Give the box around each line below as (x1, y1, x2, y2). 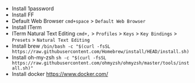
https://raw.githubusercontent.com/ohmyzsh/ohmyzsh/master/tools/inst (11, 60, 190, 66)
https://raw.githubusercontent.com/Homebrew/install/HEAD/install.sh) (11, 49, 190, 55)
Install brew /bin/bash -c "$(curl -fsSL (11, 42, 110, 49)
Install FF (11, 11, 34, 18)
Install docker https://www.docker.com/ (11, 71, 108, 77)
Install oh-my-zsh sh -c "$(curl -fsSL (11, 54, 106, 61)
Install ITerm (11, 24, 43, 31)
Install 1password (11, 5, 54, 12)
